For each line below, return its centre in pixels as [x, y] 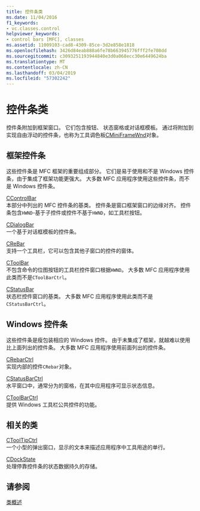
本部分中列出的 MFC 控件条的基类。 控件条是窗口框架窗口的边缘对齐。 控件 [99, 205]
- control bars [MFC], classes [45, 39]
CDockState [21, 459]
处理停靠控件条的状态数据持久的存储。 [53, 466]
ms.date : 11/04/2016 [32, 17]
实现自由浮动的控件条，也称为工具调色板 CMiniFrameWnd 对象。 [84, 135]
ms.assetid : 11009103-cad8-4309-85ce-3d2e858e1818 [70, 45]
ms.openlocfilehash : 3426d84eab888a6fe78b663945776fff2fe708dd [87, 51]
